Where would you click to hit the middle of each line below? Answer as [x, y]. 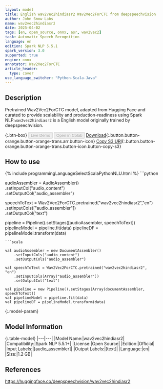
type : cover [22, 73]
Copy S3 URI [109, 141]
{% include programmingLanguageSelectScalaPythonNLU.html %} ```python [82, 173]
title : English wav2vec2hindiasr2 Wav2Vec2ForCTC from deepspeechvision [81, 14]
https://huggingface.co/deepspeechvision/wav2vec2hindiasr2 [68, 381]
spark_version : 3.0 [25, 50]
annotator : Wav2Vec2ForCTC [32, 64]
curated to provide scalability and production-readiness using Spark [74, 115]
